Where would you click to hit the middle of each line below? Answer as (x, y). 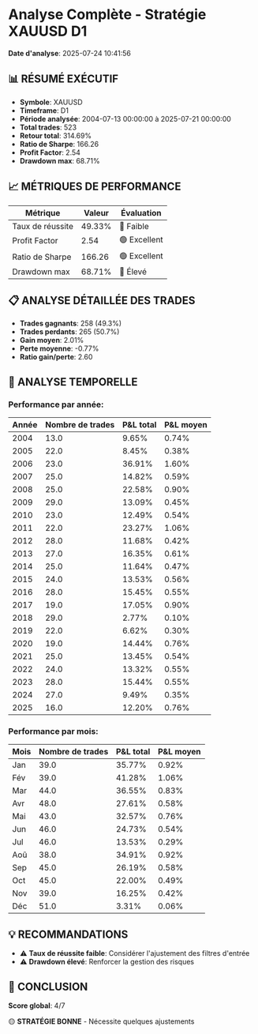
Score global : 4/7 (37, 1006)
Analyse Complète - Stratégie (107, 15)
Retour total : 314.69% (56, 135)
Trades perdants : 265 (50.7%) (69, 332)
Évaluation (141, 212)
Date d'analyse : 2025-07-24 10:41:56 (70, 53)
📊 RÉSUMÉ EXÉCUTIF (64, 79)
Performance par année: (56, 404)
